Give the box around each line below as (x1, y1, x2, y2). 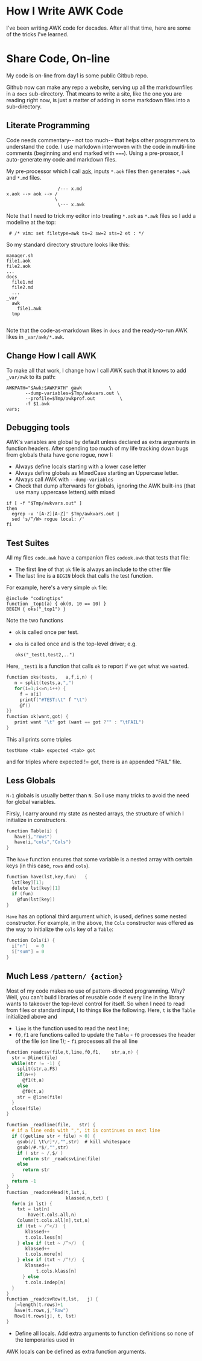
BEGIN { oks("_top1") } (6, 606, 66, 612)
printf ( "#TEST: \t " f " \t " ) (19, 697, 87, 703)
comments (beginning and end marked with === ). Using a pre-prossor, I (6, 149, 183, 157)
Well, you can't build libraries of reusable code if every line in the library (6, 993, 185, 1000)
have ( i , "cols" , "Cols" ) (14, 839, 71, 845)
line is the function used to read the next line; (14, 1024, 130, 1032)
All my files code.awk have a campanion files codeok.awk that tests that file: (6, 554, 190, 561)
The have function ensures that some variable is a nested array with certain (6, 856, 193, 863)
